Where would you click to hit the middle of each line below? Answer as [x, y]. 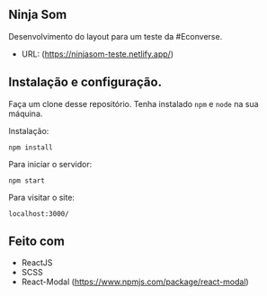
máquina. [26, 113]
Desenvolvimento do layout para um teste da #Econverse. [116, 36]
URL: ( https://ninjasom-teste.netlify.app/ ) [98, 54]
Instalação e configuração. [85, 82]
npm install [31, 148]
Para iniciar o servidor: [50, 164]
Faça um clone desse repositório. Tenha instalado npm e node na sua [133, 103]
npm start [27, 180]
